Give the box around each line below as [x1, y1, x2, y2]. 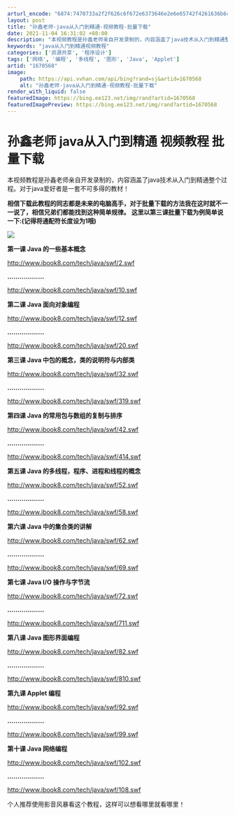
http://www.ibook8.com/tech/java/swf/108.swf [7, 785, 141, 794]
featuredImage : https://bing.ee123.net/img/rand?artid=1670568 [7, 95, 196, 102]
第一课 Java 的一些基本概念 [7, 244, 86, 253]
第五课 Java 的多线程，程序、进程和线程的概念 [7, 467, 141, 475]
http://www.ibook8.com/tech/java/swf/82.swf [7, 647, 138, 655]
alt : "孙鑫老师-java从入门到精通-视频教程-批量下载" [20, 82, 157, 89]
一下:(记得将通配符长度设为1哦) [7, 216, 97, 225]
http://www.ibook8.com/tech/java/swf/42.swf [7, 425, 139, 434]
